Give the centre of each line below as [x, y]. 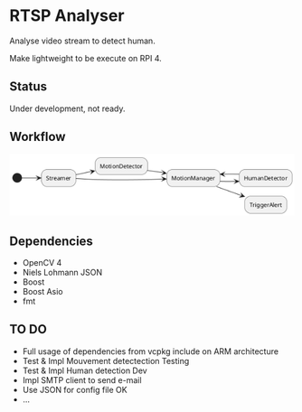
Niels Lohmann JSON [62, 272]
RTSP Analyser [67, 16]
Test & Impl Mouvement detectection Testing [106, 360]
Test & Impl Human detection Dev [85, 370]
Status [28, 87]
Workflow [38, 137]
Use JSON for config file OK [75, 389]
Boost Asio [42, 291]
